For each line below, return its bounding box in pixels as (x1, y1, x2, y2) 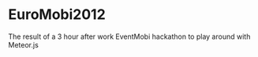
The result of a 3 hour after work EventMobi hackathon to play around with (8, 32, 251, 41)
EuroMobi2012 (8, 6, 107, 24)
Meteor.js (8, 40, 39, 49)
